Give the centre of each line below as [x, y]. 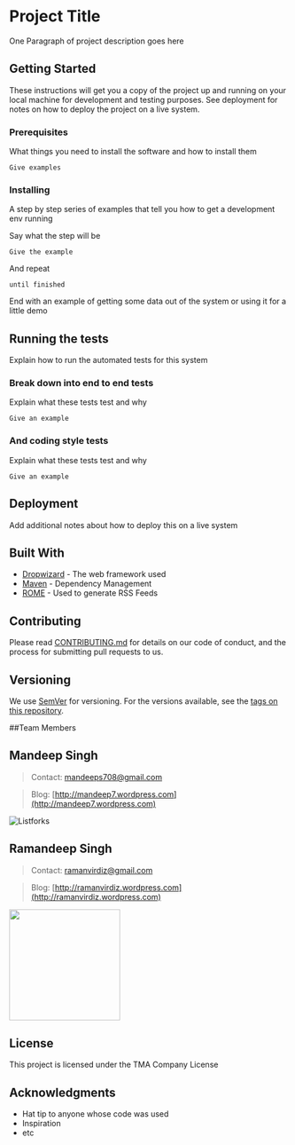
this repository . [37, 711]
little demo [28, 311]
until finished [37, 285]
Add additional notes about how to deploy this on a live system [124, 525]
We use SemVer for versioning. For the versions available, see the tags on [144, 701]
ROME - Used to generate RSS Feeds [89, 593]
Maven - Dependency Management [87, 584]
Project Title [55, 16]
